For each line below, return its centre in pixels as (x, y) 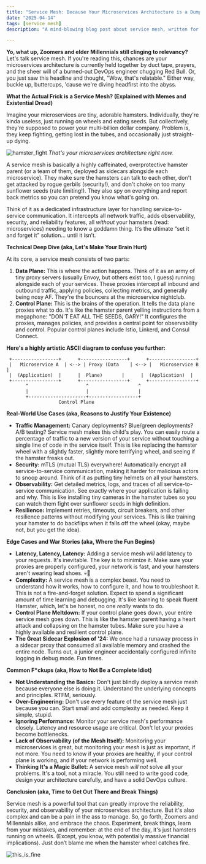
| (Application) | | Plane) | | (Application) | (101, 376)
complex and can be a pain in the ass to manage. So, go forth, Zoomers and (102, 817)
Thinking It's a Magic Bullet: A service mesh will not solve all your (99, 767)
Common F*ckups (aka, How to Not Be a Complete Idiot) (79, 670)
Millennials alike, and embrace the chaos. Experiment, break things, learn (99, 823)
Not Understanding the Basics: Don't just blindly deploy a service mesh (106, 682)
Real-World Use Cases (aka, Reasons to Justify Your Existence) (89, 414)
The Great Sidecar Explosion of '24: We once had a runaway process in (107, 639)
